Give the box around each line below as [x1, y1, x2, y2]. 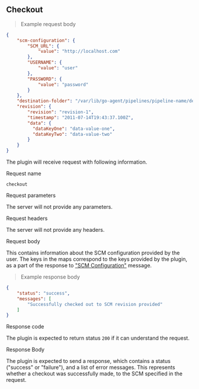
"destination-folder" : [17, 98, 73, 104]
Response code [6, 323, 44, 330]
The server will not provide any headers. [6, 227, 105, 234]
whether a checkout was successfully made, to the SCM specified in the [6, 370, 183, 377]
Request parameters [6, 192, 56, 199]
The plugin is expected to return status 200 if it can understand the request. [6, 334, 190, 342]
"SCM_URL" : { [27, 43, 60, 49]
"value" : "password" [37, 81, 89, 88]
